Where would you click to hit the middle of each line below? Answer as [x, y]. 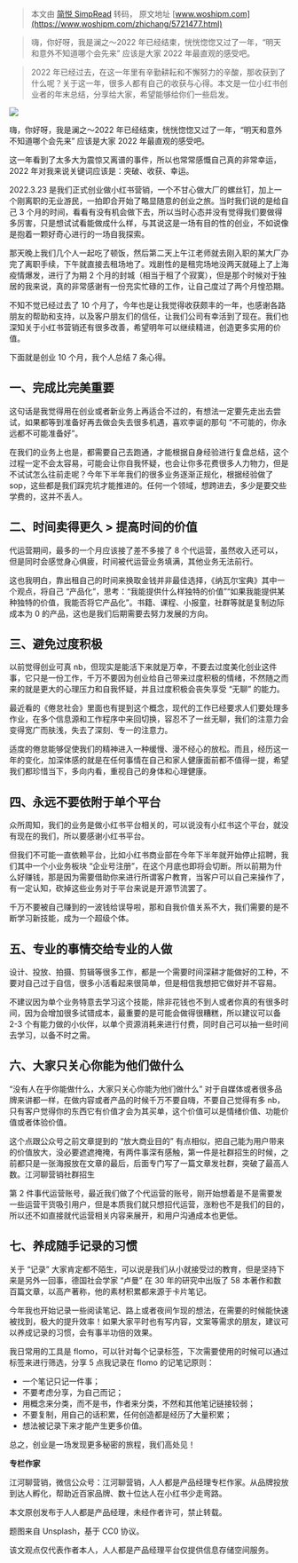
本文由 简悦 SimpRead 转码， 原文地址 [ [103, 14]
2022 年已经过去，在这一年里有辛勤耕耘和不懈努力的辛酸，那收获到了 [158, 72]
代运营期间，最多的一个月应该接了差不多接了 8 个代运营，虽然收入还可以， [146, 550]
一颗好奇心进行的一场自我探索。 [90, 234]
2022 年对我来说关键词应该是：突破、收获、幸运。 [102, 171]
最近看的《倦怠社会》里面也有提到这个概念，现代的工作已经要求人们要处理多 [149, 708]
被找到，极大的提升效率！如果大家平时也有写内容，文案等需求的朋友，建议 [145, 1321]
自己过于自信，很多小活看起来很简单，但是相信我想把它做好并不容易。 [153, 983]
